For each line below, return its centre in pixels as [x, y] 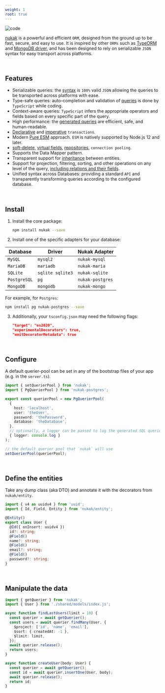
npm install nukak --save [39, 230]
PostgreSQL [20, 280]
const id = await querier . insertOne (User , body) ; [61, 672]
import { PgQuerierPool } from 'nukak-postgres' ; [57, 390]
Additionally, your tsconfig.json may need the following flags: [75, 316]
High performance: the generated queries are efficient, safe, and [78, 121]
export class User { [26, 522]
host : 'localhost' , [34, 408]
